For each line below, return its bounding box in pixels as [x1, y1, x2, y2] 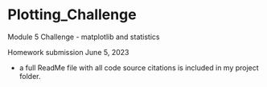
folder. [18, 71, 41, 81]
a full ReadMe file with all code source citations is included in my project [18, 62, 259, 73]
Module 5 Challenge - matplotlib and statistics [7, 32, 160, 42]
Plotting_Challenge [7, 6, 138, 24]
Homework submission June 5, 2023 [7, 47, 129, 57]
